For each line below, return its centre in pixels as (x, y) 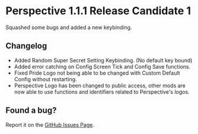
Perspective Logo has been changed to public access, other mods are (100, 85)
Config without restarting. (46, 79)
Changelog (26, 46)
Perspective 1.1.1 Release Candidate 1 (98, 11)
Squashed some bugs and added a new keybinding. (69, 27)
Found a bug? (31, 111)
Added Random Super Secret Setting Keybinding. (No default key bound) (103, 60)
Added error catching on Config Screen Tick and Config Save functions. (102, 66)
